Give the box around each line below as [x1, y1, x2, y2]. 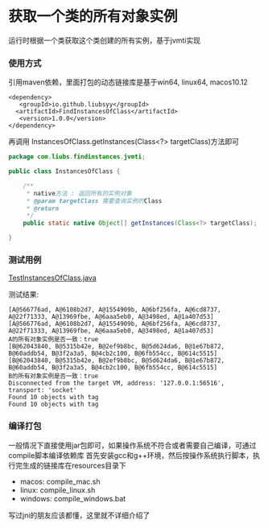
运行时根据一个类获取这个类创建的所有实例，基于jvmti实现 [8, 35, 201, 45]
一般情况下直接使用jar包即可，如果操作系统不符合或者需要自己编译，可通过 [8, 440, 257, 450]
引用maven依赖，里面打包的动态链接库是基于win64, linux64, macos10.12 [8, 77, 248, 87]
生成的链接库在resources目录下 [22, 460, 126, 470]
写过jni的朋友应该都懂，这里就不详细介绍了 [8, 510, 150, 520]
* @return [26, 204, 60, 212]
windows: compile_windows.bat [19, 493, 126, 503]
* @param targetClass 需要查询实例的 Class [26, 196, 163, 205]
